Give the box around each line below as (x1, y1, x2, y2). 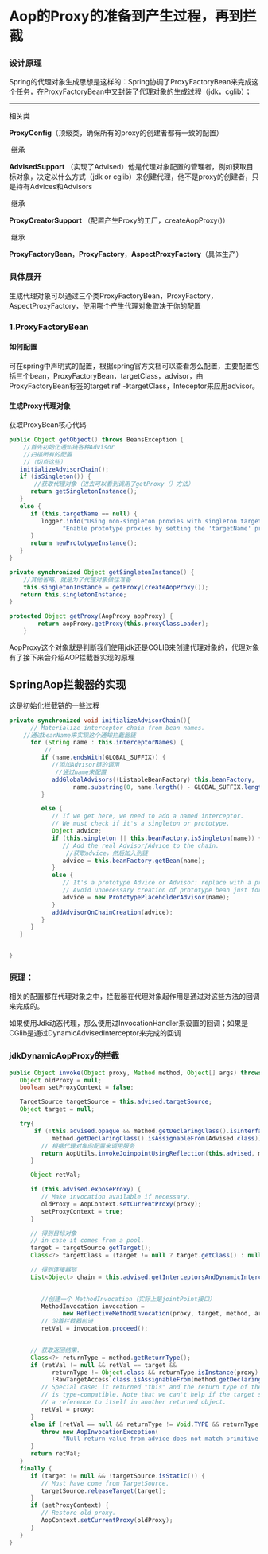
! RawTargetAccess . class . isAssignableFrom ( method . (51, 1376, 219, 1384)
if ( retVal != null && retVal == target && (29, 1361, 177, 1369)
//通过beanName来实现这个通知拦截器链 (23, 731, 136, 740)
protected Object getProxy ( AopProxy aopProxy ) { (9, 612, 173, 620)
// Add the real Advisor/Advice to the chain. (62, 841, 219, 849)
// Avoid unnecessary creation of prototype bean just (62, 886, 248, 895)
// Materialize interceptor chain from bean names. (29, 724, 205, 732)
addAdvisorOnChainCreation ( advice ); (51, 908, 173, 916)
